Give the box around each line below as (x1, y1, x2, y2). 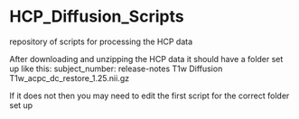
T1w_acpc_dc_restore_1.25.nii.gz (9, 72, 129, 83)
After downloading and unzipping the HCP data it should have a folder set (9, 53, 284, 64)
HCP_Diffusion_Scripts (9, 6, 184, 27)
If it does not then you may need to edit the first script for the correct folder (9, 90, 290, 101)
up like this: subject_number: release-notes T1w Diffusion (9, 63, 223, 74)
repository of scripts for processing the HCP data (9, 36, 193, 47)
